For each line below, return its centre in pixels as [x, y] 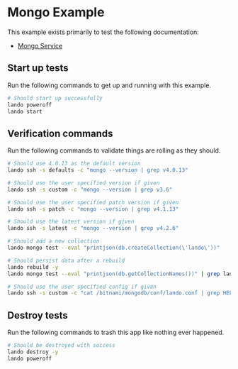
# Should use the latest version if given [71, 222]
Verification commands [60, 133]
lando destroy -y [33, 352]
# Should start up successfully [55, 98]
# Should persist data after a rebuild [66, 260]
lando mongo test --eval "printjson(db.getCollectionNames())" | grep [114, 274]
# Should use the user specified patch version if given [93, 202]
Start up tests [38, 68]
